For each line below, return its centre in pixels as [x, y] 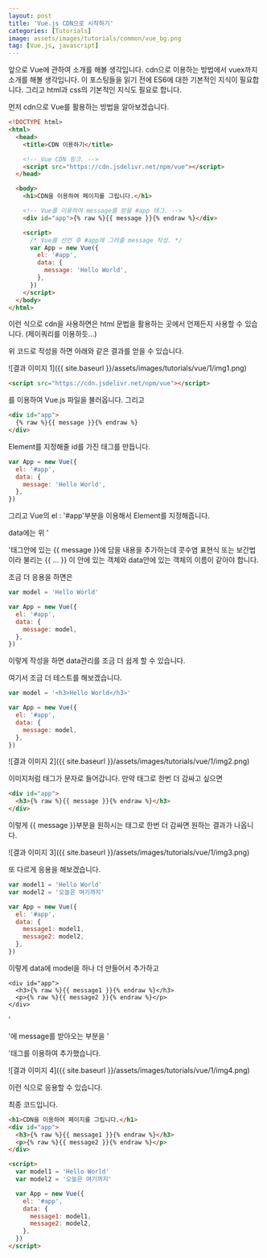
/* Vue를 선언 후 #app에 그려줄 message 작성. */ [106, 240]
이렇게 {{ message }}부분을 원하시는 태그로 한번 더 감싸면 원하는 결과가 [121, 825]
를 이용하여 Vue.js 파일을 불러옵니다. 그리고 [76, 400]
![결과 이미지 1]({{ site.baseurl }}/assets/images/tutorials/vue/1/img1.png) [127, 368]
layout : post [30, 16]
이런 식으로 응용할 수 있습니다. [55, 1087]
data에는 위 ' [29, 533]
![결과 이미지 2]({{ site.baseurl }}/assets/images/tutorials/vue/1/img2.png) [129, 761]
